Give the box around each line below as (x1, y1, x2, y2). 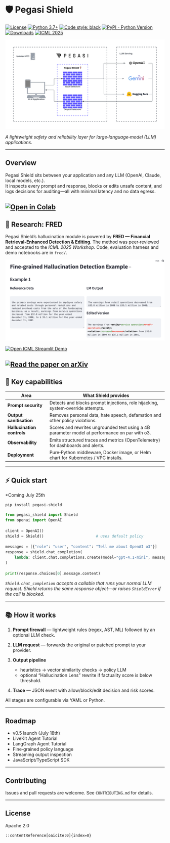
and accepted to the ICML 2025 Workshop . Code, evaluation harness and (5, 244, 159, 250)
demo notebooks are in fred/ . (5, 249, 67, 255)
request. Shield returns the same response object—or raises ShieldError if (5, 585, 161, 592)
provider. (12, 647, 31, 653)
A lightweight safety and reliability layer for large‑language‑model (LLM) (5, 134, 157, 140)
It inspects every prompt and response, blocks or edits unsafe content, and (5, 183, 162, 189)
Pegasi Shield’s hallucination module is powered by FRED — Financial (5, 233, 150, 239)
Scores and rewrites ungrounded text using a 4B (49, 424, 150, 430)
